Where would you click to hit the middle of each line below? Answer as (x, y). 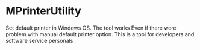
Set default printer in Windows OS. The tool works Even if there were (91, 28)
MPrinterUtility (44, 11)
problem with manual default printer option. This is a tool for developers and (100, 34)
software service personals (39, 40)
